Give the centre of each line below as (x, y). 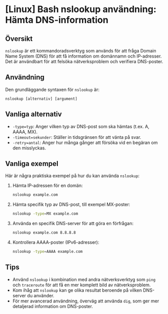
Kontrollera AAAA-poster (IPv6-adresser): (56, 242)
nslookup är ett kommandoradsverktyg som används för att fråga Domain (81, 51)
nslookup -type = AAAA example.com (48, 252)
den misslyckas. (29, 148)
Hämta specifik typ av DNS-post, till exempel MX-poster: (71, 204)
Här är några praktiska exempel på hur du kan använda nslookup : (72, 176)
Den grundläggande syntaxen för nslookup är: (52, 89)
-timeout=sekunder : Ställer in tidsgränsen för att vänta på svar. (77, 137)
